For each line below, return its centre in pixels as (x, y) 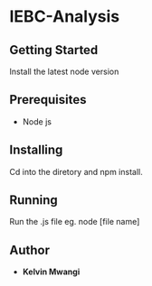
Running (34, 200)
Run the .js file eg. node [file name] (75, 222)
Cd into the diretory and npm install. (76, 171)
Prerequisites (48, 100)
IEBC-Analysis (65, 17)
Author (29, 250)
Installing (36, 150)
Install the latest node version (64, 71)
